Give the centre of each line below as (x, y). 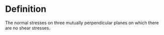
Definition (26, 9)
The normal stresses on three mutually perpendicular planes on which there (82, 23)
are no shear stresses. (28, 28)
